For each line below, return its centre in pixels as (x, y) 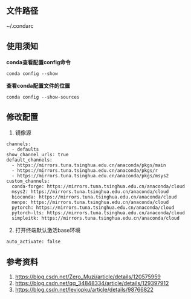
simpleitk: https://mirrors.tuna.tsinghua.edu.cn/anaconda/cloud (96, 218)
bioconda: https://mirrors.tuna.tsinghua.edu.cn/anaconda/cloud (94, 197)
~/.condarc (20, 25)
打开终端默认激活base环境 (47, 230)
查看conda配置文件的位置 (38, 85)
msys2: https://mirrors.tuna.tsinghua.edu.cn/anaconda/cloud (90, 192)
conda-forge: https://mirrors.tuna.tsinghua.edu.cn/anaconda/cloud (99, 186)
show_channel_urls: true (37, 155)
